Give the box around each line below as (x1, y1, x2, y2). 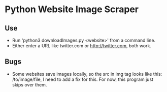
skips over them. (12, 81, 47, 87)
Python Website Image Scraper (5, 4, 139, 15)
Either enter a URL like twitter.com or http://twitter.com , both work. (12, 43, 152, 49)
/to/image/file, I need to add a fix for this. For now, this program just (12, 76, 153, 82)
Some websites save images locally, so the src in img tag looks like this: (12, 71, 162, 77)
